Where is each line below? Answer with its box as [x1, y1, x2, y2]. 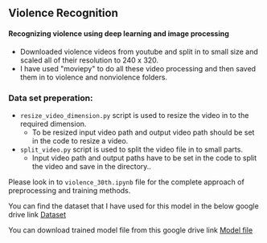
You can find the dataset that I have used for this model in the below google [8, 200, 259, 211]
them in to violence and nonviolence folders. [19, 72, 167, 82]
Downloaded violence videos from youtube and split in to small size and [19, 47, 259, 56]
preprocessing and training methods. [8, 185, 131, 195]
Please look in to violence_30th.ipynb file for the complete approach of [8, 176, 245, 187]
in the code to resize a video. [31, 136, 129, 145]
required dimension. [19, 119, 87, 128]
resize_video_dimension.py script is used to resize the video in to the [19, 110, 249, 119]
